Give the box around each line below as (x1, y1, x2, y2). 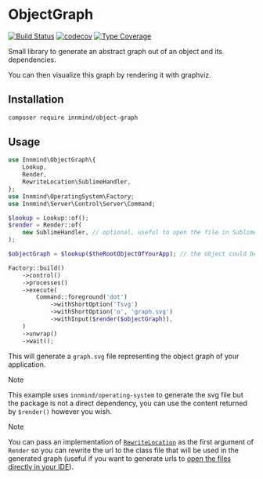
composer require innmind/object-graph (8, 114, 139, 122)
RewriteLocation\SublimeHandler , (22, 178, 131, 186)
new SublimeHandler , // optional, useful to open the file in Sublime (22, 229, 258, 237)
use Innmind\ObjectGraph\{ (8, 156, 96, 164)
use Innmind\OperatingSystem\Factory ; (8, 192, 135, 201)
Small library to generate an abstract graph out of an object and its (8, 46, 223, 56)
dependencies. (8, 55, 56, 64)
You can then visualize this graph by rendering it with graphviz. (8, 70, 211, 79)
